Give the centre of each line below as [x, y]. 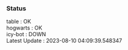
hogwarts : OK [24, 28]
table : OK [19, 22]
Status [16, 8]
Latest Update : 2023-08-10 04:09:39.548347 [64, 41]
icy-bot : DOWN [26, 34]
